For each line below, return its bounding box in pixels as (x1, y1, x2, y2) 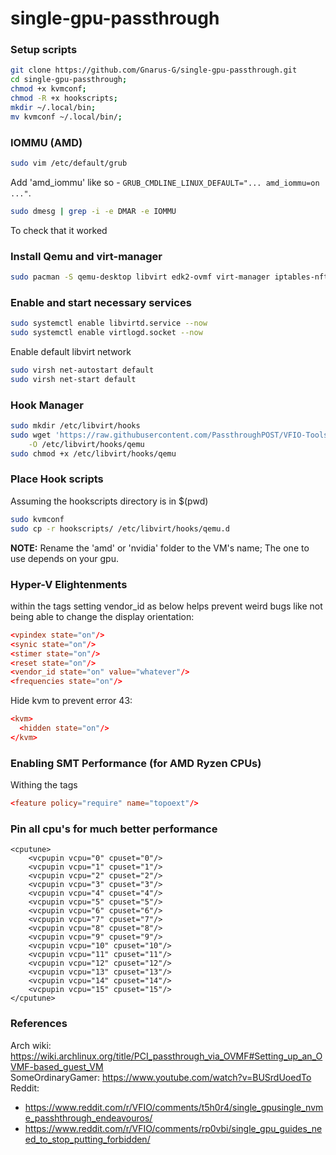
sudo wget (10, 430, 52, 440)
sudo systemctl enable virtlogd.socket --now (10, 328, 203, 338)
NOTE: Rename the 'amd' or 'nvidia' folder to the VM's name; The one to (10, 542, 310, 554)
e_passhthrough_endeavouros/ (24, 1112, 153, 1124)
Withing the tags (10, 779, 78, 791)
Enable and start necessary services (10, 295, 192, 309)
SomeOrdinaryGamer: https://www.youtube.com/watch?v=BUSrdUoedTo (10, 1071, 312, 1083)
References (10, 1017, 68, 1031)
